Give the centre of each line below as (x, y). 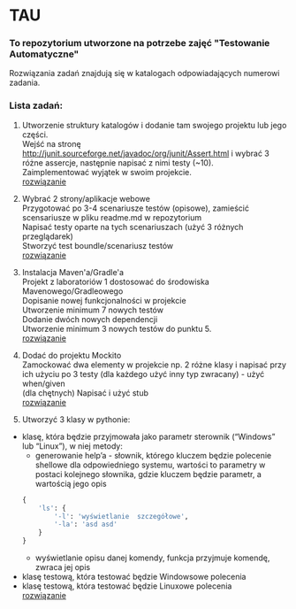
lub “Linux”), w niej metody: (72, 446)
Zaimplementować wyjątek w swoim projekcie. (107, 172)
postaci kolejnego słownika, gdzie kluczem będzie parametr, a (148, 474)
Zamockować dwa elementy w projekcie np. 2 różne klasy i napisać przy (154, 365)
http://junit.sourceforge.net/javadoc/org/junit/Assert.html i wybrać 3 (145, 153)
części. (35, 135)
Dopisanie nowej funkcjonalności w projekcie (104, 300)
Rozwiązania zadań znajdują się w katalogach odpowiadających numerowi (144, 73)
